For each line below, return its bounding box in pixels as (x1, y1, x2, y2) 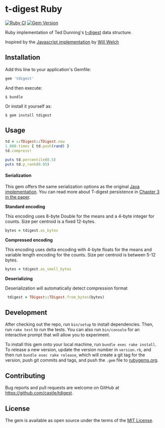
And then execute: (5, 85, 42, 91)
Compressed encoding (5, 237, 53, 243)
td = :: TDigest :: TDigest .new (5, 139, 65, 144)
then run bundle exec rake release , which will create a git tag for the (5, 352, 145, 358)
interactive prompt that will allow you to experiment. (5, 332, 110, 338)
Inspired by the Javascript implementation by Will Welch (5, 39, 119, 45)
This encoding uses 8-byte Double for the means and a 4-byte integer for (5, 214, 155, 219)
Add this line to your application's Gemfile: (5, 66, 91, 72)
